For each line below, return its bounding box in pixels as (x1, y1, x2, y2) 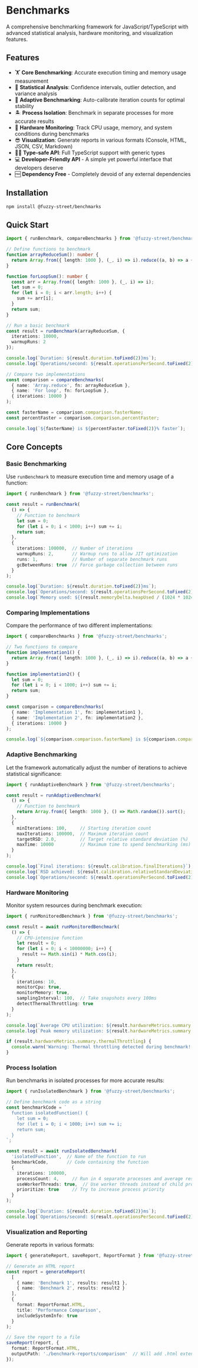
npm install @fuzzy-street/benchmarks (6, 203, 101, 210)
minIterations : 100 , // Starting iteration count (16, 825, 151, 831)
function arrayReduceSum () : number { (6, 252, 99, 258)
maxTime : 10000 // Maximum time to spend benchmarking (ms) (16, 841, 192, 848)
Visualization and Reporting (6, 1227, 88, 1236)
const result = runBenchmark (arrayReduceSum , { (6, 328, 126, 334)
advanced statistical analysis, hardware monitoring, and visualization (6, 29, 173, 36)
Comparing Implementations (6, 608, 90, 616)
